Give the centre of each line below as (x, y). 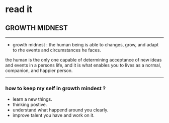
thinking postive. (30, 105)
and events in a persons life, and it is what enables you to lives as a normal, (83, 65)
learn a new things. (32, 99)
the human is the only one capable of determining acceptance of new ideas (83, 60)
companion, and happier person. (39, 71)
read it (19, 9)
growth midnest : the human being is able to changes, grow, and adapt (86, 45)
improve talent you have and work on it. (53, 115)
